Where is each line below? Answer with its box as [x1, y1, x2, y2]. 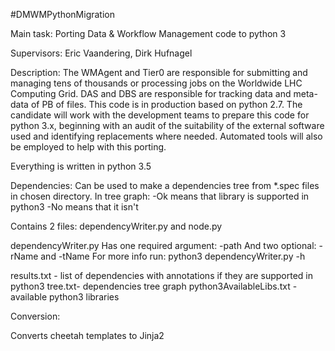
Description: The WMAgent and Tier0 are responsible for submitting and [10, 67, 308, 78]
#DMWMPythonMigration [10, 9, 115, 20]
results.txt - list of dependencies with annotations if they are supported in [10, 270, 313, 281]
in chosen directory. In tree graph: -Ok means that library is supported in [10, 190, 310, 202]
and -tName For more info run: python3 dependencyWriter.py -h [40, 250, 306, 262]
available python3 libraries [10, 291, 120, 303]
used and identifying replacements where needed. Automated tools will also [10, 130, 323, 142]
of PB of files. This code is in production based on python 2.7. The [30, 99, 303, 110]
